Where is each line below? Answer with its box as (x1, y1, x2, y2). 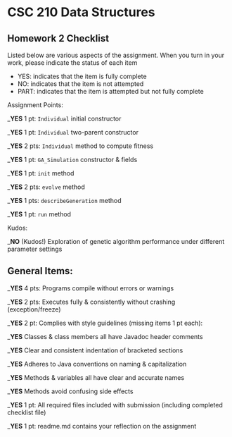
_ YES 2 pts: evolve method (7, 183, 86, 191)
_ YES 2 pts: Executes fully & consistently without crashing (7, 297, 176, 306)
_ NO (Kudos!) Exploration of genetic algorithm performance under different (7, 238, 225, 245)
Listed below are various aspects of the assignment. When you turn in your (7, 51, 225, 59)
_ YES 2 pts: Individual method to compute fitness (7, 142, 154, 150)
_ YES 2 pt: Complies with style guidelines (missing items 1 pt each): (7, 319, 203, 327)
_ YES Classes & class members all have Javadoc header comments (7, 332, 203, 340)
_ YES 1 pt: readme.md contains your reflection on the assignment (7, 421, 197, 430)
